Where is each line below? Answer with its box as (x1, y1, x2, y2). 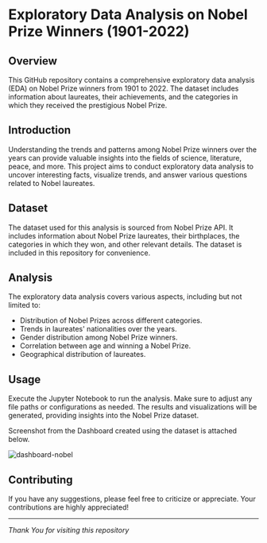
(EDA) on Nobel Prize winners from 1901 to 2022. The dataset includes (8, 83, 239, 93)
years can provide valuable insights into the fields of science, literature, (8, 153, 242, 162)
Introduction (8, 123, 72, 137)
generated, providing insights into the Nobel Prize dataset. (8, 411, 199, 421)
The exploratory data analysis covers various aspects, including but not (8, 292, 242, 301)
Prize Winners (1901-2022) (8, 22, 190, 41)
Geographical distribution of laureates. (19, 350, 146, 359)
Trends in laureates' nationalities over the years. (19, 324, 177, 334)
